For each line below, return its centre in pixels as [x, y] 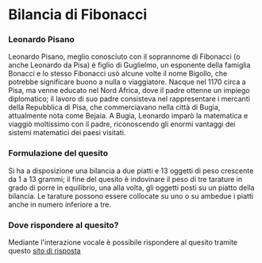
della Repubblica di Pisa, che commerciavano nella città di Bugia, [114, 107]
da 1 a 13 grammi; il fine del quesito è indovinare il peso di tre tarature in [125, 179]
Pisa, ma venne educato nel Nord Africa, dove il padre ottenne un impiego [129, 91]
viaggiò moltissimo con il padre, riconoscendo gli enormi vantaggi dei [122, 124]
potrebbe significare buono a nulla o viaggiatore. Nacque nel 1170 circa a [127, 82]
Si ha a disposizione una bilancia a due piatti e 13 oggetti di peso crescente [131, 170]
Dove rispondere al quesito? [64, 225]
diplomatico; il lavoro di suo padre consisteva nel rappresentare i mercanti [129, 99]
